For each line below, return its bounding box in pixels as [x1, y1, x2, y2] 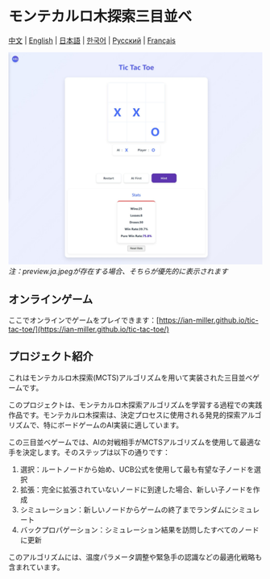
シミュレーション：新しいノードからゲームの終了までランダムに [19, 505, 232, 514]
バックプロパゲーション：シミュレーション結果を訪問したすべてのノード [19, 525, 260, 535]
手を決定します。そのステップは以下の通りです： [8, 447, 171, 456]
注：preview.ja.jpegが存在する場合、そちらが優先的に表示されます [8, 267, 228, 277]
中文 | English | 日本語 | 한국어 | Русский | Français [8, 35, 176, 45]
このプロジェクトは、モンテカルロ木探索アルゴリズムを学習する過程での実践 [8, 400, 263, 410]
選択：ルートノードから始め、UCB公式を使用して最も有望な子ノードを [19, 464, 255, 474]
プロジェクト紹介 [8, 350, 93, 364]
